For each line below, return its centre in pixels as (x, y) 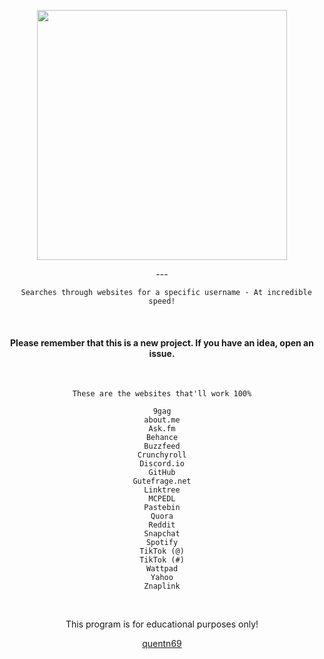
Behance (162, 438)
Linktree (162, 490)
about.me (162, 420)
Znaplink (162, 586)
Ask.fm (162, 429)
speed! (162, 301)
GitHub (162, 473)
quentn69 (162, 644)
